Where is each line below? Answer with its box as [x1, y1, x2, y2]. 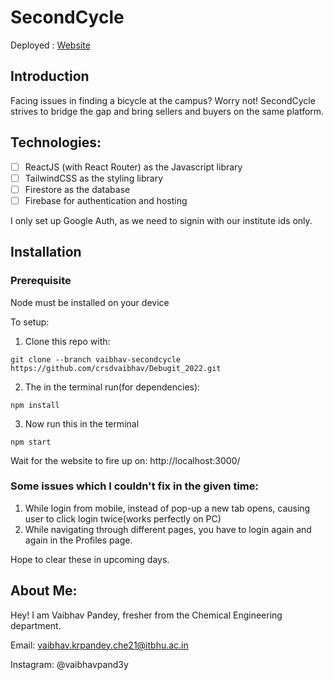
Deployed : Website [10, 39, 91, 51]
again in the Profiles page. [24, 534, 133, 546]
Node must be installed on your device [10, 296, 170, 308]
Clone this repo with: [24, 335, 111, 347]
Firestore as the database [24, 183, 131, 195]
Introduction [10, 68, 90, 85]
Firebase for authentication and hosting [24, 194, 188, 206]
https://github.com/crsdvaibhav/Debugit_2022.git [10, 363, 222, 373]
